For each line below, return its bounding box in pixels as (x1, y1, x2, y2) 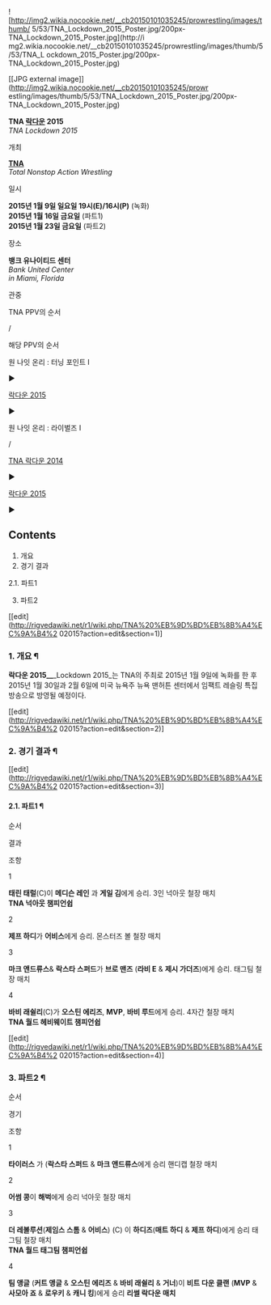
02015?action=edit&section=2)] (59, 724, 164, 734)
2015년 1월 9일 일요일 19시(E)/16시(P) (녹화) (8, 201, 150, 210)
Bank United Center (8, 265, 74, 274)
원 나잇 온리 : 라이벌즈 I (8, 423, 82, 432)
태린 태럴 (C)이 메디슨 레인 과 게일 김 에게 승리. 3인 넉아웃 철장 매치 (8, 888, 216, 897)
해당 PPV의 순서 (8, 340, 59, 350)
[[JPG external (8, 74, 57, 83)
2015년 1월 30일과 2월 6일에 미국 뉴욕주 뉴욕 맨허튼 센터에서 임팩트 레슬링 (8, 680, 243, 690)
